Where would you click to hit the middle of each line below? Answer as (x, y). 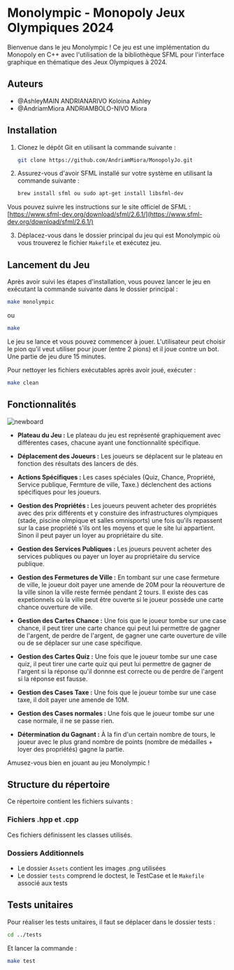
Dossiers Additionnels (46, 853)
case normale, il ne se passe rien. (66, 721)
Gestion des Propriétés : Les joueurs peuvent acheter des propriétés (117, 505)
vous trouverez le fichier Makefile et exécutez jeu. (89, 243)
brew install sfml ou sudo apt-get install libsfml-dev (100, 194)
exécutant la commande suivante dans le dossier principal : (93, 289)
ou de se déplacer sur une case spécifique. (80, 642)
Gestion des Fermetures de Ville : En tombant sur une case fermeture (118, 577)
